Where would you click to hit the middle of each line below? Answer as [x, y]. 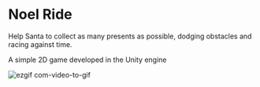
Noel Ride [40, 14]
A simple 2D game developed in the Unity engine [87, 60]
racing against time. [40, 44]
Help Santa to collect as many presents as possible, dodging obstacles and [130, 36]
